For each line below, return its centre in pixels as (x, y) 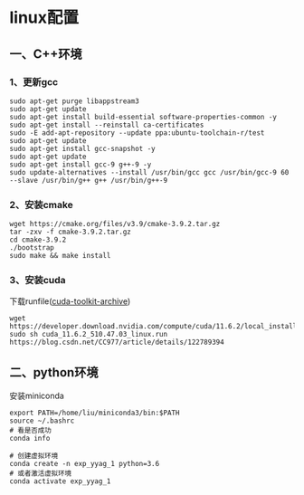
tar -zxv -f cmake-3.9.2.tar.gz (70, 232)
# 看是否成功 (30, 431)
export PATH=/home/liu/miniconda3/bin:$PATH (95, 413)
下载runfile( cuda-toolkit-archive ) (70, 301)
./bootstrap (32, 248)
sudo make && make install (60, 256)
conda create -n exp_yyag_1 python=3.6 (85, 464)
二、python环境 (54, 372)
